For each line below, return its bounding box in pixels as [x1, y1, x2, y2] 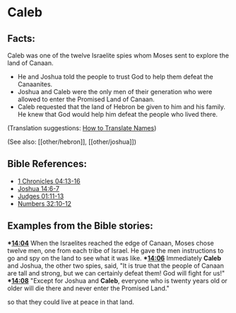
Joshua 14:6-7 [17, 184, 60, 193]
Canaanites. [17, 80, 53, 89]
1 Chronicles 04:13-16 [17, 176, 81, 185]
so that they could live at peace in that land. [7, 297, 134, 306]
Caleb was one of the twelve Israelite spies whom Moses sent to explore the [7, 51, 230, 59]
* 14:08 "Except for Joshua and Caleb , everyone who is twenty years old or [7, 276, 228, 285]
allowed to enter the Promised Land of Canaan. [17, 95, 155, 103]
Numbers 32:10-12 [17, 199, 72, 207]
